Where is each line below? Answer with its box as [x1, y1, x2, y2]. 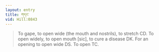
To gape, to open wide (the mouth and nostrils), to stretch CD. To [17, 31, 154, 37]
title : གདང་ [5, 12, 29, 17]
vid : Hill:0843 [5, 17, 38, 22]
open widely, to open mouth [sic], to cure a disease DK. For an [17, 36, 148, 42]
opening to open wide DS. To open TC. [17, 41, 99, 47]
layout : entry [5, 7, 36, 13]
